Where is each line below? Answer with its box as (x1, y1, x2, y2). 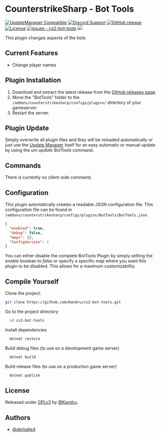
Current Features (5, 49, 59, 57)
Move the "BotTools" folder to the (12, 94, 80, 100)
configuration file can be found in (5, 207, 72, 212)
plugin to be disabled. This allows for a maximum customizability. (5, 263, 136, 269)
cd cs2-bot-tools (9, 318, 45, 323)
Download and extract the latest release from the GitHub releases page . (12, 89, 157, 95)
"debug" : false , (9, 230, 42, 235)
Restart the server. (12, 110, 50, 116)
